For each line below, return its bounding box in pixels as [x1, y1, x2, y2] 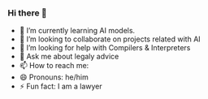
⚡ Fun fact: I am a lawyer [19, 81, 102, 92]
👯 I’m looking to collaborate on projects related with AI [19, 34, 201, 44]
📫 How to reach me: [19, 61, 89, 71]
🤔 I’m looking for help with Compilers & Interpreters [19, 43, 191, 53]
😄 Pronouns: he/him [19, 72, 89, 82]
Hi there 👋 [7, 7, 48, 19]
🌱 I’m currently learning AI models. [19, 26, 136, 36]
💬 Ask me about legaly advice [19, 52, 119, 62]
